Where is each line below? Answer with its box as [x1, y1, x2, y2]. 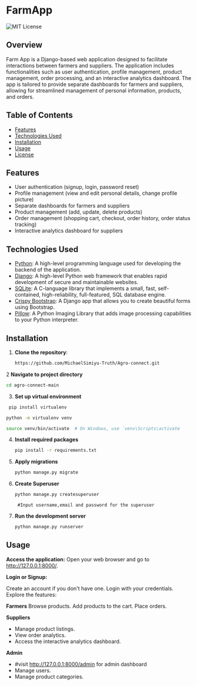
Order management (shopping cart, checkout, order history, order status [14, 215, 191, 222]
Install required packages [14, 436, 78, 443]
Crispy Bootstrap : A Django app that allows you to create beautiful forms [14, 298, 191, 305]
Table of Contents [6, 110, 74, 121]
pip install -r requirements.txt [14, 448, 97, 454]
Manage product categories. [14, 673, 84, 680]
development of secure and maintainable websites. [14, 279, 139, 286]
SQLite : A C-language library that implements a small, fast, [14, 285, 157, 292]
